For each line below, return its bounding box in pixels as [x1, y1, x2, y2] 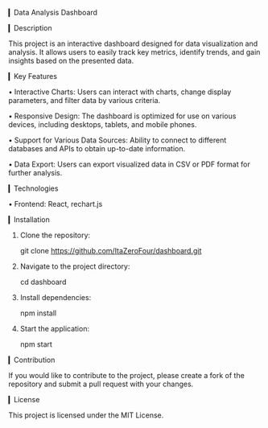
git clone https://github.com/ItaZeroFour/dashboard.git [19, 246, 202, 255]
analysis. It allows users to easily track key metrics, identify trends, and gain [8, 47, 261, 56]
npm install [19, 308, 57, 318]
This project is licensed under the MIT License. [8, 410, 164, 420]
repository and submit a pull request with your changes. [8, 379, 194, 389]
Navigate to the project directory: [19, 261, 130, 271]
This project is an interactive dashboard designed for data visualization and [8, 39, 258, 48]
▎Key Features [8, 72, 58, 80]
